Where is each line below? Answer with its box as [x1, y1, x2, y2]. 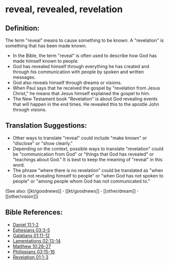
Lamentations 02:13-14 [12, 238, 61, 244]
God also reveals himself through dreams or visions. [12, 80, 122, 85]
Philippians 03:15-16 [12, 248, 55, 255]
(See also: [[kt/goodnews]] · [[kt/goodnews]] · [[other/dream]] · [5, 188, 139, 194]
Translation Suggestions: [5, 121, 88, 130]
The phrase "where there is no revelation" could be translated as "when [12, 167, 163, 173]
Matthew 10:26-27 [12, 243, 51, 249]
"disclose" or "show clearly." [12, 140, 73, 146]
